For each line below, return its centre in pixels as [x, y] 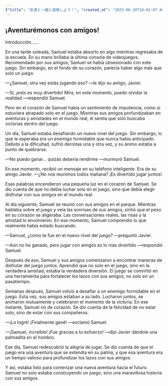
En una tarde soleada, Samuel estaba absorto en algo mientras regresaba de [84, 52]
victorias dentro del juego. [32, 124]
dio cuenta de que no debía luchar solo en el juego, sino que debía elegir [80, 189]
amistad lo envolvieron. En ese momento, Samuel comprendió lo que [76, 220]
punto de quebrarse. [26, 150]
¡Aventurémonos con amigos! [52, 30]
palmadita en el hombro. [30, 337]
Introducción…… [22, 42]
